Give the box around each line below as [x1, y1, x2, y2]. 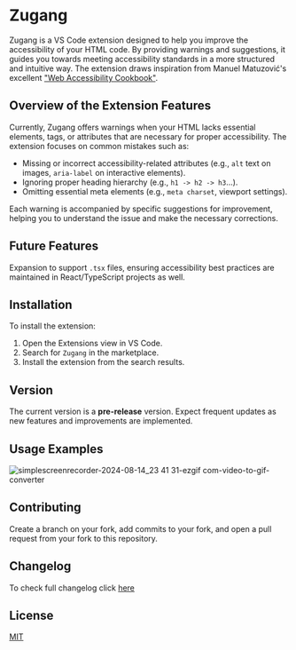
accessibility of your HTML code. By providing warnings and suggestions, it [9, 44, 285, 54]
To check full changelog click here [9, 583, 136, 593]
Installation [9, 297, 73, 312]
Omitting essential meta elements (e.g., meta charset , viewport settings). [21, 186, 288, 196]
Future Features [9, 239, 99, 254]
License [9, 608, 54, 623]
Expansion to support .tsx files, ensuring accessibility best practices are [9, 262, 275, 273]
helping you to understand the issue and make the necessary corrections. [9, 212, 279, 223]
